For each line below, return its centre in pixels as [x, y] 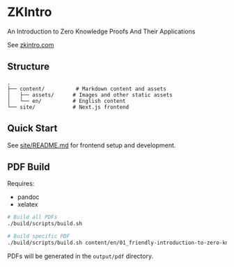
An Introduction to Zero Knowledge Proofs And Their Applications [101, 31]
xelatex [28, 204]
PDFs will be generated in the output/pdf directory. [80, 256]
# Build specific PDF [39, 236]
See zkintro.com [31, 44]
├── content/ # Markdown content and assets [87, 89]
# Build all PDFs [32, 217]
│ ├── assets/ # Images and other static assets [90, 95]
